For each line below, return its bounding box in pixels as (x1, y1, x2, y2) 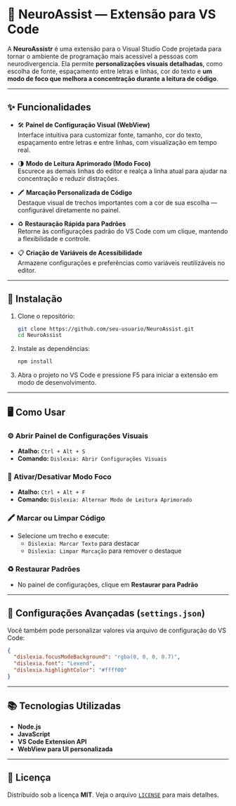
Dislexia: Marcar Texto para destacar (27, 539, 140, 548)
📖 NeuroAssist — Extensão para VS (7, 6, 216, 23)
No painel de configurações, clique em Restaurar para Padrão (17, 580, 199, 589)
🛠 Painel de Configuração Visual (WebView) (17, 120, 150, 129)
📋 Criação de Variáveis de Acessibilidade (17, 248, 143, 257)
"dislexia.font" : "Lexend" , (13, 660, 96, 667)
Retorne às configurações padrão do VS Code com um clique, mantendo (17, 226, 228, 235)
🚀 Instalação (7, 293, 63, 305)
